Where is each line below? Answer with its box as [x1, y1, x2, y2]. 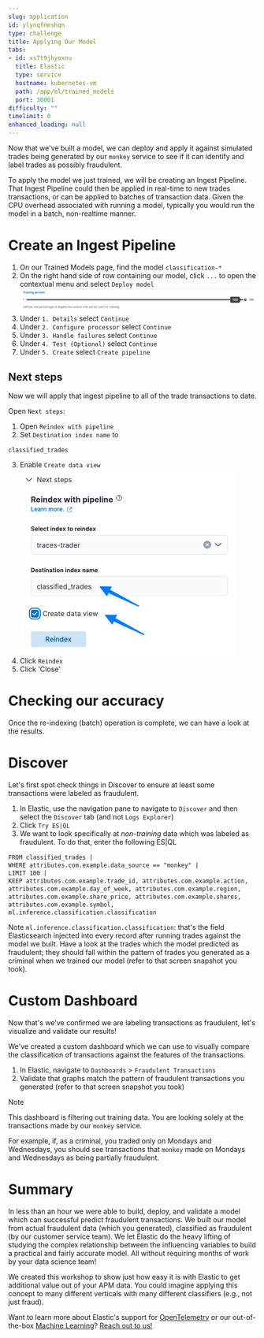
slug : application [8, 13, 69, 20]
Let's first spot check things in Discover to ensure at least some [8, 780, 215, 790]
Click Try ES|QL [19, 820, 70, 830]
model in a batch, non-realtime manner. [8, 209, 136, 218]
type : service [15, 71, 61, 79]
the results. [8, 726, 45, 736]
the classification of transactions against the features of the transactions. [8, 1050, 246, 1059]
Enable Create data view [19, 459, 101, 469]
